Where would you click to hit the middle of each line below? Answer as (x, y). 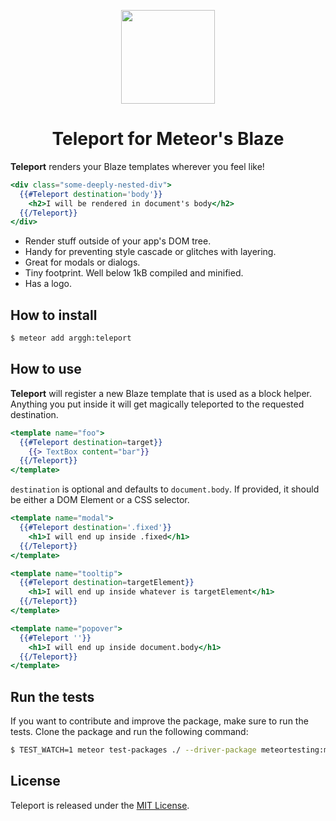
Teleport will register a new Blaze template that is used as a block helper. (161, 393)
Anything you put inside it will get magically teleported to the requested (157, 404)
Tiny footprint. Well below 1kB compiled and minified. (134, 273)
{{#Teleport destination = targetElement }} (107, 583)
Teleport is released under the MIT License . (100, 805)
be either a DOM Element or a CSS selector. (100, 500)
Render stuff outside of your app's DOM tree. (118, 241)
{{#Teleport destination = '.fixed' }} (95, 528)
